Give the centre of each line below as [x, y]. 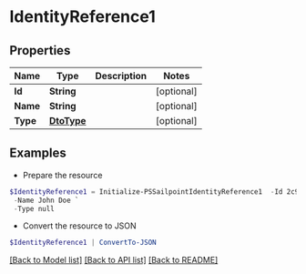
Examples [38, 153]
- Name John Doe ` [46, 200]
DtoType [67, 121]
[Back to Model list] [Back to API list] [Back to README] [114, 260]
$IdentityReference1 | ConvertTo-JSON [83, 243]
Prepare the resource [62, 175]
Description [121, 76]
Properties [40, 51]
